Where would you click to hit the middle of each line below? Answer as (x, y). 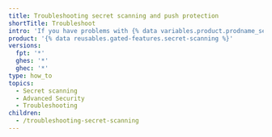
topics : (21, 83)
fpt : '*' (30, 53)
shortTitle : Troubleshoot (52, 23)
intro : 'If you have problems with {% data (83, 31)
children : (25, 114)
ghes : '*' (32, 61)
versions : (25, 46)
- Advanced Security (50, 98)
